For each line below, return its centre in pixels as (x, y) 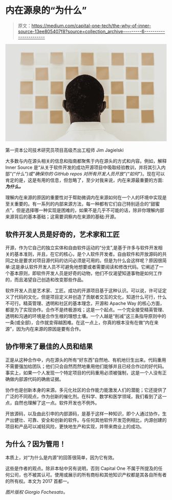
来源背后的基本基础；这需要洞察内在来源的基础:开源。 (62, 217)
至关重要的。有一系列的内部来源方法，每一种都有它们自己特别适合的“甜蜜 (83, 204)
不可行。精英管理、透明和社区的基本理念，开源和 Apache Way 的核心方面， (85, 303)
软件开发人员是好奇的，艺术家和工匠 (62, 234)
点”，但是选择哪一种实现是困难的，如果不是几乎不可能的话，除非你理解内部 (85, 210)
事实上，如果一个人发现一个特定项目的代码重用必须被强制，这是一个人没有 (84, 373)
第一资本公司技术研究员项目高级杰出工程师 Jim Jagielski (64, 150)
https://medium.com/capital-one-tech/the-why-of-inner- (91, 26)
